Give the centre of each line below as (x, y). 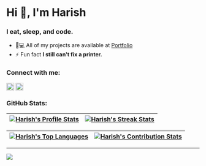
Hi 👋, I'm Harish (46, 13)
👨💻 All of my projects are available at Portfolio (74, 45)
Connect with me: (33, 73)
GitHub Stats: (27, 104)
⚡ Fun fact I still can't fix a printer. (59, 55)
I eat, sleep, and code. (40, 32)
